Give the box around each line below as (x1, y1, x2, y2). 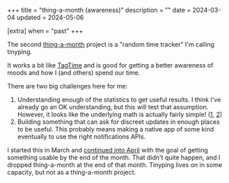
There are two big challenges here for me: (7, 82, 128, 90)
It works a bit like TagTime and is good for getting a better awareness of (7, 61, 214, 69)
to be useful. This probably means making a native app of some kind (17, 125, 214, 133)
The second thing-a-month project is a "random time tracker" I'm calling (7, 40, 214, 48)
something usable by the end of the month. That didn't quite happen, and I (7, 153, 221, 161)
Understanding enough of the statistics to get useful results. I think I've (17, 95, 221, 104)
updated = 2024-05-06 (16, 13, 84, 22)
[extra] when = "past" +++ (7, 27, 84, 35)
